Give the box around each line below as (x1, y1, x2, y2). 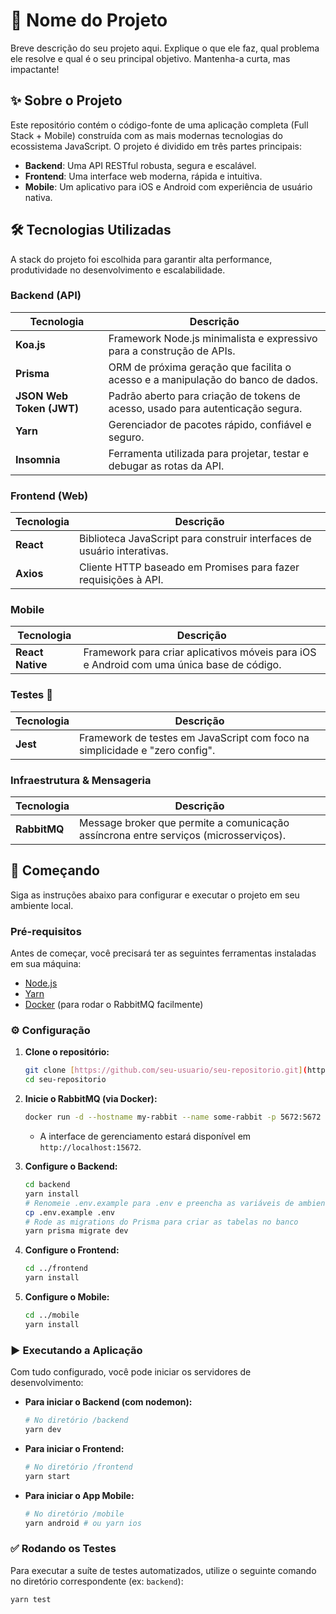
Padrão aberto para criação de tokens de (108, 389, 301, 403)
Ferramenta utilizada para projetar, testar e (108, 446, 310, 460)
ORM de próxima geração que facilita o (108, 360, 292, 374)
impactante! (10, 63, 60, 75)
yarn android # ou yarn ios (24, 1518, 142, 1528)
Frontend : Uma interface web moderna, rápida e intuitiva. (24, 170, 263, 182)
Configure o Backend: (24, 1160, 118, 1173)
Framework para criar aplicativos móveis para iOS (83, 645, 317, 659)
